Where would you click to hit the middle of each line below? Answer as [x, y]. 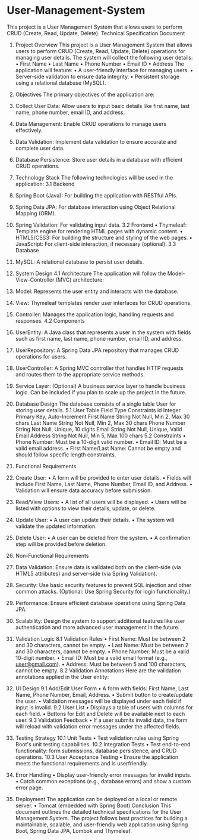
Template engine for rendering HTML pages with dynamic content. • [99, 231]
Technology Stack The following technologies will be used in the [94, 177]
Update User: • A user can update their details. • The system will [95, 520]
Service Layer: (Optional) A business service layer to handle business [100, 386]
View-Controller [35, 280]
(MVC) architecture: [80, 280]
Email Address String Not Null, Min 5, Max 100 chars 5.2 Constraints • [100, 436]
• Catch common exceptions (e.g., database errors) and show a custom [103, 781]
